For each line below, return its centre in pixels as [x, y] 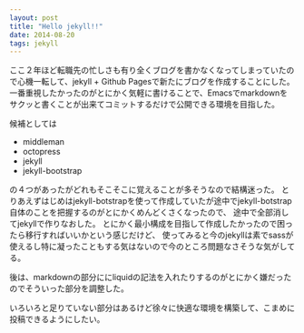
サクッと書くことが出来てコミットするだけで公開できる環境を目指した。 [144, 105]
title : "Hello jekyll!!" [56, 26]
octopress [41, 152]
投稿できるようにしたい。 [57, 319]
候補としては [33, 124]
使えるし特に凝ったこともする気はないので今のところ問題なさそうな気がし [148, 247]
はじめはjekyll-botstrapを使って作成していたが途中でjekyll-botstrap [166, 201]
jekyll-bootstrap [52, 171]
